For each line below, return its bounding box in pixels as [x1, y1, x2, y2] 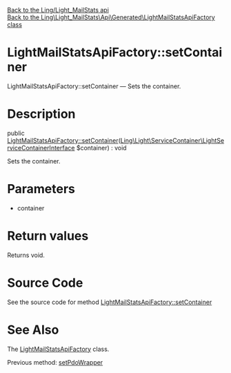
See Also [7, 322, 59, 337]
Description [7, 106, 76, 122]
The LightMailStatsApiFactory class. [7, 345, 110, 353]
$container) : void [76, 143, 127, 152]
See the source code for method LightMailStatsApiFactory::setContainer [7, 298, 212, 306]
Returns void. [7, 251, 45, 259]
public [7, 129, 26, 137]
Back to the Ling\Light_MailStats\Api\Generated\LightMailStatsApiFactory [7, 13, 215, 21]
